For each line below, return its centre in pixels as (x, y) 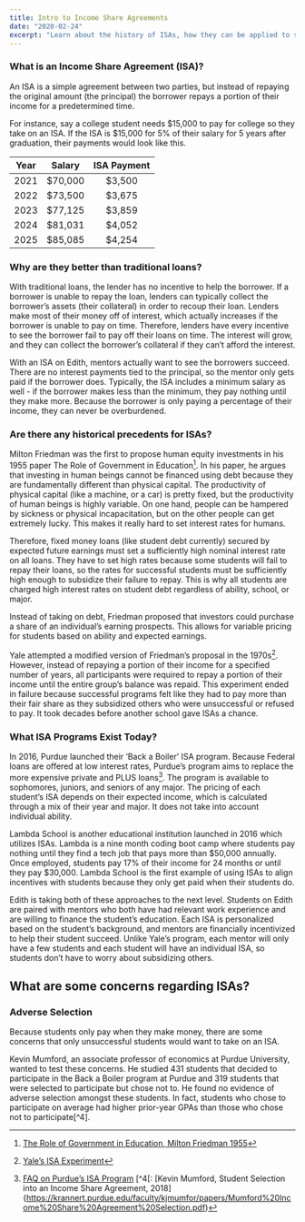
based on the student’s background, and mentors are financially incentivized (152, 928)
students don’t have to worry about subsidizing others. (112, 957)
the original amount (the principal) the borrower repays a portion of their (144, 96)
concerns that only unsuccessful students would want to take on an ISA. (144, 1042)
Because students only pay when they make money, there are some (136, 1032)
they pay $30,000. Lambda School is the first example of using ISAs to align (151, 872)
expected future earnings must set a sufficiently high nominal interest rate (148, 550)
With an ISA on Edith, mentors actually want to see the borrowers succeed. (150, 362)
